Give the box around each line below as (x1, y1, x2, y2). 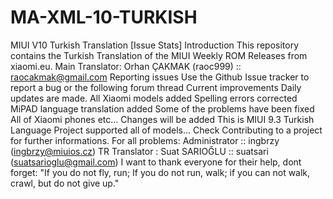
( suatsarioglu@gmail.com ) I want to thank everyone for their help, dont (10, 156, 302, 168)
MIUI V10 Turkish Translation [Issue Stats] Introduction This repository (10, 39, 299, 51)
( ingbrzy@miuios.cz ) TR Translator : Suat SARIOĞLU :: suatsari (10, 145, 269, 157)
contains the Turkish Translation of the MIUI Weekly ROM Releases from (10, 49, 308, 61)
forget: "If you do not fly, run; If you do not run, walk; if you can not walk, (10, 166, 311, 178)
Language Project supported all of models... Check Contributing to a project (10, 124, 323, 136)
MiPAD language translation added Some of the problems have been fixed (10, 102, 315, 115)
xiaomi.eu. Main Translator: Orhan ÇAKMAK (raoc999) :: (10, 60, 242, 72)
